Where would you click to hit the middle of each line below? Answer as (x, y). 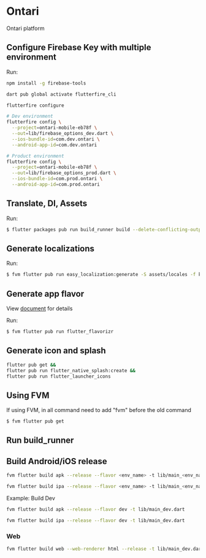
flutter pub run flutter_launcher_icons (59, 376)
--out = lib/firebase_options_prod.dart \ (64, 173)
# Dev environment (30, 117)
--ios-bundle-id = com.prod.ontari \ (57, 179)
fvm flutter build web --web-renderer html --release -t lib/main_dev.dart (105, 549)
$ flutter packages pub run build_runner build (68, 229)
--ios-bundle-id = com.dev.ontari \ (56, 139)
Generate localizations (51, 249)
